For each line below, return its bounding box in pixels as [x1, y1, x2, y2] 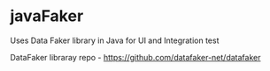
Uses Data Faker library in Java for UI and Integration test [10, 35, 220, 46]
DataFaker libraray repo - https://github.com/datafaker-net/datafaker [10, 52, 261, 62]
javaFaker [10, 6, 84, 26]
